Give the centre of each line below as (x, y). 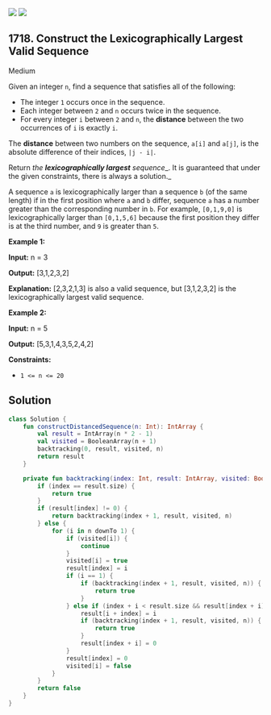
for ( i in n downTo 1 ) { (93, 531)
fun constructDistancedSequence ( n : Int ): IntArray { (113, 426)
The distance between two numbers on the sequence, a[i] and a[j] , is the (134, 143)
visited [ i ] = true (97, 561)
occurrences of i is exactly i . (69, 127)
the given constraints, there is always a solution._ (90, 176)
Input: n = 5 (28, 328)
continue (95, 546)
